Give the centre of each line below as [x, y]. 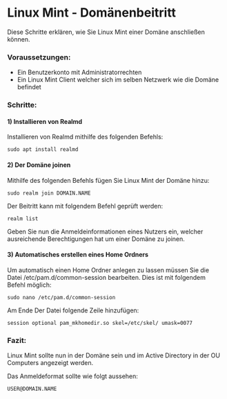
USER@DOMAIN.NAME [32, 389]
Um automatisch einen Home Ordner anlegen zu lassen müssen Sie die [108, 270]
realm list [23, 219]
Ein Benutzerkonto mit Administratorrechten [79, 72]
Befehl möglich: [29, 285]
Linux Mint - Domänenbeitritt [92, 13]
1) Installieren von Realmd [45, 121]
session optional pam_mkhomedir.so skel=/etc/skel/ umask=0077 [100, 323]
